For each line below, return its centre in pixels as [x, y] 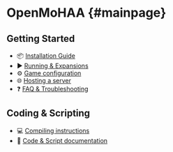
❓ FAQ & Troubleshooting [52, 89]
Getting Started [41, 39]
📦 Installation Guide [46, 56]
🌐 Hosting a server [44, 81]
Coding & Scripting [48, 113]
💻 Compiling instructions [53, 130]
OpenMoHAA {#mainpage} [86, 13]
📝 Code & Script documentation [62, 140]
